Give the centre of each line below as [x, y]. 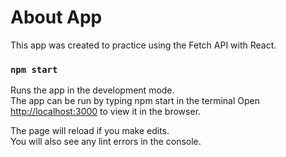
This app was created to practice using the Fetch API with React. [143, 45]
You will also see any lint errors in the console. [106, 142]
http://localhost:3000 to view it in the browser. [106, 112]
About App [56, 17]
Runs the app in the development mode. [92, 90]
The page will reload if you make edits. [90, 131]
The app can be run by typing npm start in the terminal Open [135, 101]
